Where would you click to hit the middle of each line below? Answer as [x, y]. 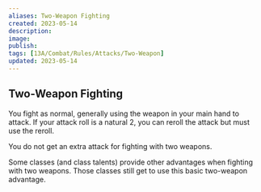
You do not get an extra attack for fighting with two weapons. [110, 146]
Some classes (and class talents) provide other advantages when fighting [130, 162]
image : [19, 38]
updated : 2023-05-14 [43, 62]
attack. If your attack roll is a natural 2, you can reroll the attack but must [129, 122]
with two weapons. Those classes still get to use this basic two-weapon [128, 170]
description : [30, 31]
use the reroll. [32, 130]
